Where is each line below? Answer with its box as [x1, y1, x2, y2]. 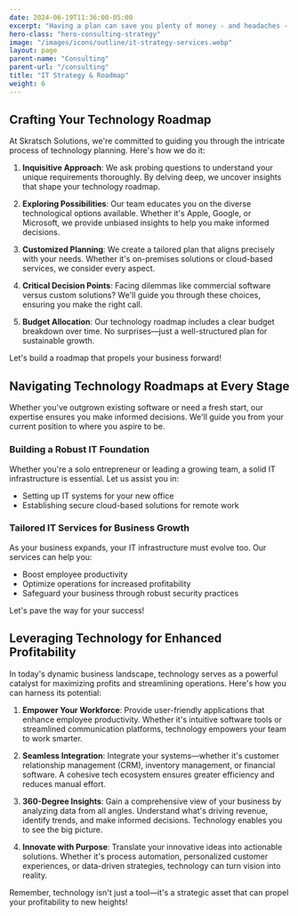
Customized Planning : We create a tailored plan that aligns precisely [21, 244, 276, 255]
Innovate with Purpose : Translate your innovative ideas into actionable [21, 841, 283, 852]
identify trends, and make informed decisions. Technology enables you [21, 815, 283, 825]
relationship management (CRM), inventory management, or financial [21, 759, 276, 770]
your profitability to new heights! [9, 896, 128, 907]
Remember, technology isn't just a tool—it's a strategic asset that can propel [9, 887, 289, 897]
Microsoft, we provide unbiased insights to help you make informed [21, 217, 270, 228]
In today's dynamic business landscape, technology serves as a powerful [9, 669, 278, 679]
